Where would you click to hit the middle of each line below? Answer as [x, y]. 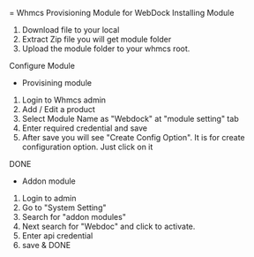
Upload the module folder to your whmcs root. [106, 49]
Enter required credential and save [85, 128]
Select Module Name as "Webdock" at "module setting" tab [131, 119]
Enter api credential [57, 236]
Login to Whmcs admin [64, 100]
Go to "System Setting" [64, 208]
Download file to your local [71, 30]
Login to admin [49, 198]
